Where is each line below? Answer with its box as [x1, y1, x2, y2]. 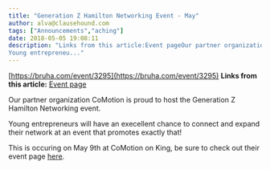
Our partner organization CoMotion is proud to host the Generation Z [8, 95, 235, 104]
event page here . [8, 151, 65, 161]
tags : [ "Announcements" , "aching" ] [8, 26, 125, 34]
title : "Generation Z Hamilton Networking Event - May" [8, 11, 199, 20]
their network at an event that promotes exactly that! [8, 127, 182, 137]
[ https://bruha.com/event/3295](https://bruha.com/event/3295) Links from [8, 71, 257, 80]
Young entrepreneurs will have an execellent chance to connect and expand [8, 119, 260, 128]
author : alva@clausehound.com [8, 19, 110, 27]
